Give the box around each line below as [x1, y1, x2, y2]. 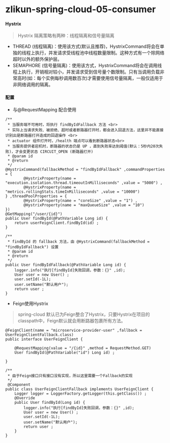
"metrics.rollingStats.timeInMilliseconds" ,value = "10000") [5, 189, 140, 194]
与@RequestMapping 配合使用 [12, 106, 77, 112]
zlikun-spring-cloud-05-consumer [5, 4, 156, 15]
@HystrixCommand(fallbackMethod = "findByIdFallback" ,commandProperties [5, 167, 165, 172]
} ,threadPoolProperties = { [5, 193, 67, 199]
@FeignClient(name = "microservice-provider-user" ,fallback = [5, 328, 143, 333]
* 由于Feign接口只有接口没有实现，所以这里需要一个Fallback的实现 [7, 373, 133, 378]
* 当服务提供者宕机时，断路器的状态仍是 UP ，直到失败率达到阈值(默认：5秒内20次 [7, 143, 159, 149]
